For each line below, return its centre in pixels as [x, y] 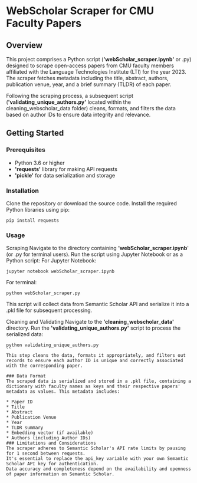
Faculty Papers [44, 23]
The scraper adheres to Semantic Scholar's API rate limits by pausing [96, 448]
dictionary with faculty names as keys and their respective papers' [93, 387]
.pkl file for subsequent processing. [49, 310]
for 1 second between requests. [46, 454]
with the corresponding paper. [45, 366]
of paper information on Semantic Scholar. [60, 474]
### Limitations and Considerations [51, 443]
